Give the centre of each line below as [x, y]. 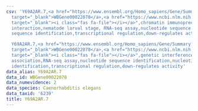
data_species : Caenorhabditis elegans [54, 88]
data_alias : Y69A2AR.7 [34, 71]
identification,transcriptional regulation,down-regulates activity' [98, 66]
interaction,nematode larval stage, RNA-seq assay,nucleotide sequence [101, 28]
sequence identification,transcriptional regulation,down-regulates [97, 34]
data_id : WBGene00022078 [37, 77]
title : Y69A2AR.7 [27, 99]
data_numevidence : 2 [32, 83]
